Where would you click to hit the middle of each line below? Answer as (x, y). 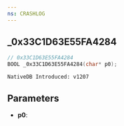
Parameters (33, 98)
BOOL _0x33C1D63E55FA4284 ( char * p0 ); (62, 64)
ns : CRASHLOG (26, 14)
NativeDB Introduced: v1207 (48, 77)
